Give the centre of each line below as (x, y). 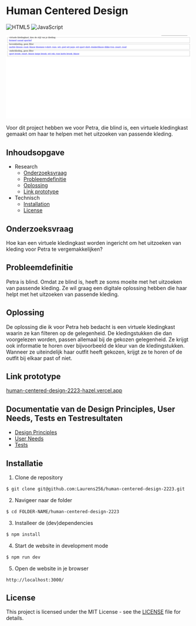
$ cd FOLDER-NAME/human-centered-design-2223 (62, 511)
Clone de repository (38, 477)
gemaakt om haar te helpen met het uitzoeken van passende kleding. (89, 134)
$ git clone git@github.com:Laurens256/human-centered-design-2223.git (95, 489)
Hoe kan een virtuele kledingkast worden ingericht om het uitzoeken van (94, 243)
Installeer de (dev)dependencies (54, 523)
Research (26, 167)
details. (15, 618)
